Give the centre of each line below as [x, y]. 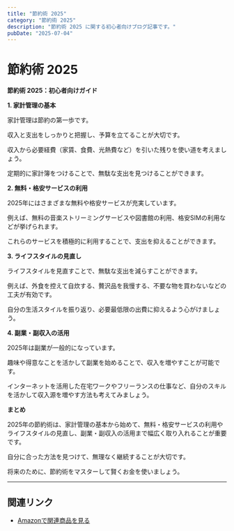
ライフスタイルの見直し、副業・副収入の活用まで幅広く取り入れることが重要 [117, 433]
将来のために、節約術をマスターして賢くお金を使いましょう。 [95, 472]
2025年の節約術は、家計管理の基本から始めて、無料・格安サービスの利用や [115, 425]
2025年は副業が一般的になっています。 [63, 348]
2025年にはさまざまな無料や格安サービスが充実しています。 [94, 203]
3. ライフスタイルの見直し [45, 256]
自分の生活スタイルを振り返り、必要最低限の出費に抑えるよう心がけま [108, 309]
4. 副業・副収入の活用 [38, 333]
